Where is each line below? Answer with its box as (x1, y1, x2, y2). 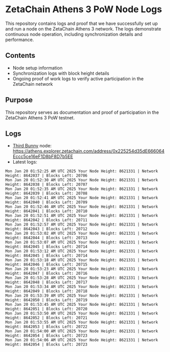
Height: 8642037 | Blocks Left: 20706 (5, 173, 88, 178)
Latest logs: (12, 159, 37, 165)
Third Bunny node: (12, 143, 52, 149)
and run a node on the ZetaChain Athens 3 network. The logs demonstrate (5, 25, 161, 31)
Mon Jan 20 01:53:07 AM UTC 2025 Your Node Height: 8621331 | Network (5, 240, 158, 245)
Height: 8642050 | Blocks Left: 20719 (5, 298, 88, 303)
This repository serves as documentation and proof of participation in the (5, 109, 159, 115)
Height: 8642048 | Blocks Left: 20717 (5, 280, 88, 285)
